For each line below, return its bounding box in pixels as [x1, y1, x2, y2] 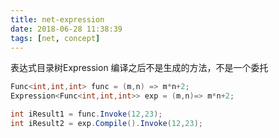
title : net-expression [10, 14, 105, 25]
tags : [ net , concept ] [10, 33, 101, 43]
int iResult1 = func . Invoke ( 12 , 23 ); [10, 109, 163, 120]
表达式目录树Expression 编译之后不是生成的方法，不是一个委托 [10, 62, 269, 74]
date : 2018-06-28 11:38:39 [10, 24, 123, 34]
